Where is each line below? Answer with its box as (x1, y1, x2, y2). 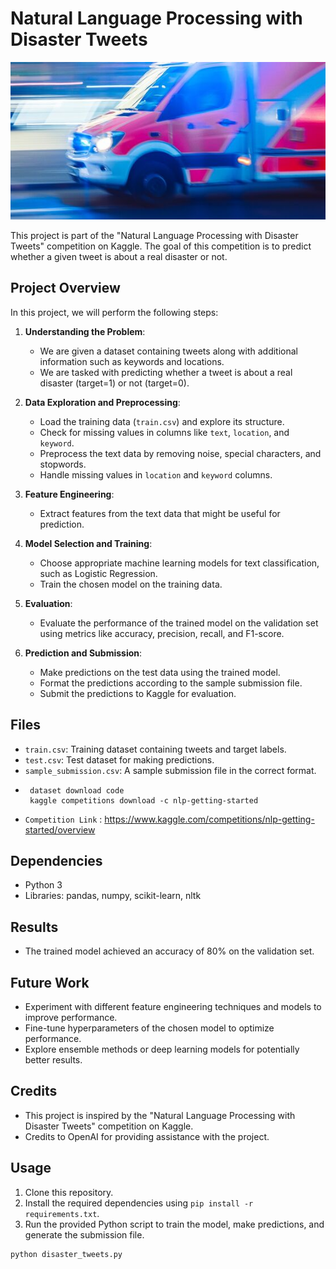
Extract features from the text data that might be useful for (39, 507, 281, 519)
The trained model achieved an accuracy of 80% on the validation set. (24, 945, 315, 957)
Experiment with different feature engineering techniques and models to (24, 1001, 322, 1012)
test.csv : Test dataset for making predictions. (24, 753, 215, 766)
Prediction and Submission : (24, 647, 143, 659)
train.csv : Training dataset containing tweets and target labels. (24, 743, 287, 755)
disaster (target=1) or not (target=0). (39, 377, 190, 389)
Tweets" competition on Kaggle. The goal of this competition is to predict (10, 240, 312, 252)
